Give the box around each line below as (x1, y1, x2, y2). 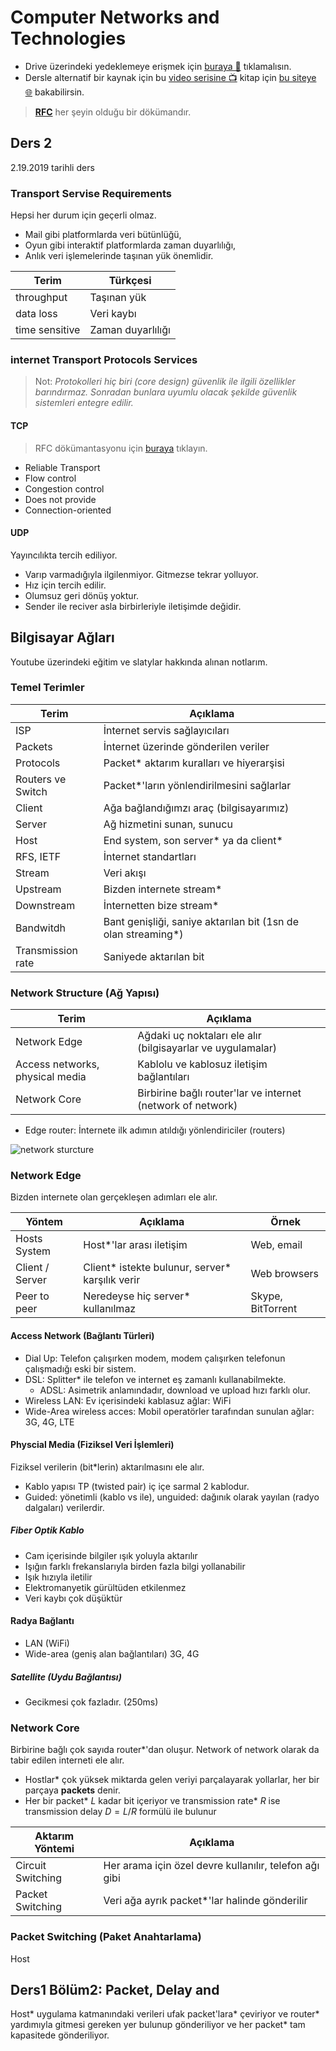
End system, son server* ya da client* (103, 833, 283, 847)
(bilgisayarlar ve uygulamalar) (137, 1041, 278, 1055)
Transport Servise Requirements (10, 186, 172, 200)
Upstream (15, 882, 62, 896)
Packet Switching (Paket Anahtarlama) (10, 1930, 202, 1944)
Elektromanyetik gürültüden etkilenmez (24, 1581, 187, 1593)
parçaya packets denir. (24, 1784, 121, 1796)
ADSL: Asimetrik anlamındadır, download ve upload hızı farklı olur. (39, 1384, 311, 1396)
